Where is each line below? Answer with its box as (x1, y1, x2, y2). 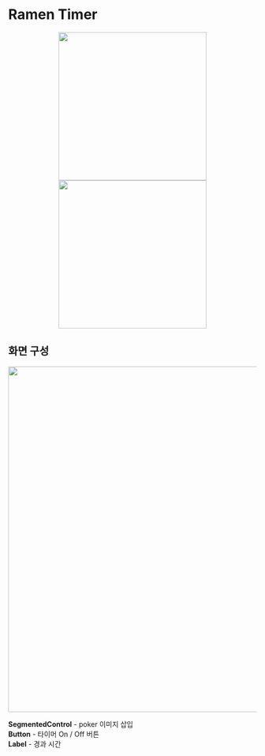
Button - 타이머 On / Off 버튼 (8, 729, 100, 739)
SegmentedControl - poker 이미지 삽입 (8, 719, 134, 728)
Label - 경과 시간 (8, 739, 62, 748)
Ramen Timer (8, 6, 98, 24)
